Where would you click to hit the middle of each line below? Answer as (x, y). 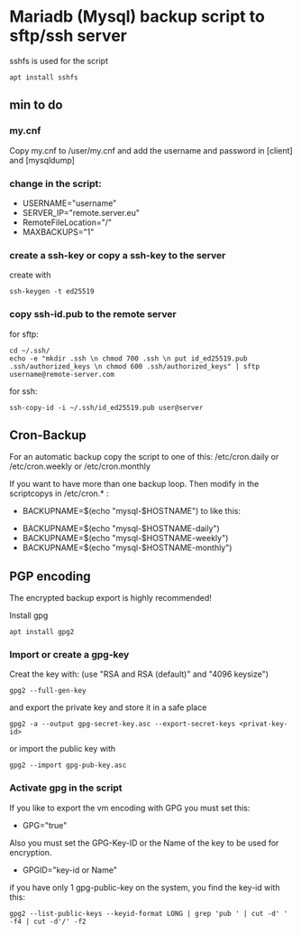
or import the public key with (63, 749)
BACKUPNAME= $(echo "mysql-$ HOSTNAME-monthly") (127, 547)
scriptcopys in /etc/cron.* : (59, 493)
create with (30, 275)
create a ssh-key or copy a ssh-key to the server (118, 255)
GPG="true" (45, 825)
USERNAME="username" (69, 203)
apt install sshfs (44, 77)
